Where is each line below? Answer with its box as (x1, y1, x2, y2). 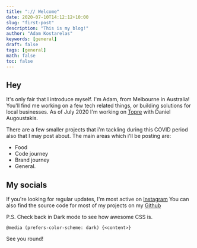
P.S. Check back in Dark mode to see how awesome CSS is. (6, 214, 153, 221)
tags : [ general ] (6, 47, 46, 53)
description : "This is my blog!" (6, 25, 89, 31)
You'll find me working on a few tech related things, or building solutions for (6, 102, 191, 109)
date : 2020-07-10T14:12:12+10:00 (6, 14, 89, 20)
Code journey (14, 150, 49, 157)
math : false (6, 53, 36, 59)
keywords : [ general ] (6, 36, 58, 42)
